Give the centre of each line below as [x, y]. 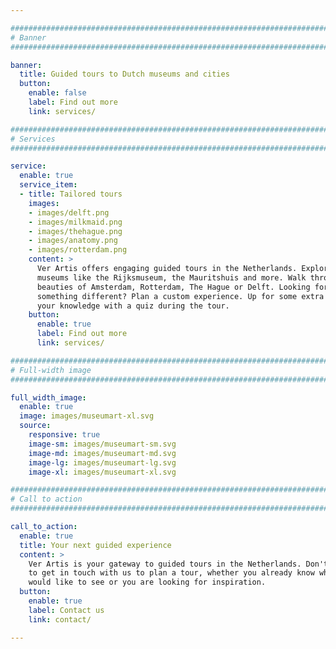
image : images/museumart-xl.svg [87, 416]
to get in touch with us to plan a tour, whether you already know [171, 573]
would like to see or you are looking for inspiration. [147, 582]
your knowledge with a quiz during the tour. [133, 306]
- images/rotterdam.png [78, 250]
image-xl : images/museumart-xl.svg [102, 472]
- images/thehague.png [75, 231]
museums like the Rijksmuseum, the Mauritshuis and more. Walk [171, 277]
